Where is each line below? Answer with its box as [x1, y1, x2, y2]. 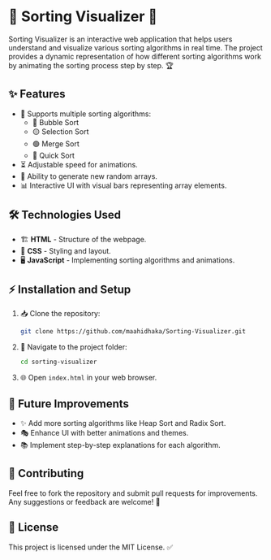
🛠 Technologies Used [8, 208, 122, 222]
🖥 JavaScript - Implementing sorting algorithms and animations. [19, 255, 235, 265]
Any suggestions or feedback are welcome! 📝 [8, 497, 161, 506]
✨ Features [8, 87, 66, 101]
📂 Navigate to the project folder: [19, 342, 127, 352]
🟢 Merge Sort [32, 138, 80, 149]
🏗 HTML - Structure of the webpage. [19, 234, 147, 244]
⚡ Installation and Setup [8, 282, 131, 296]
